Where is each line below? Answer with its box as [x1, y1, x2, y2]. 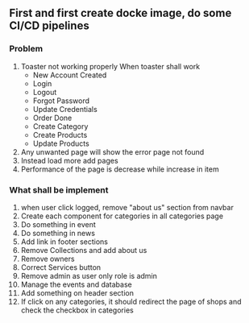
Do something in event [20, 219, 96, 229]
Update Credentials [32, 104, 98, 114]
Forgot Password [32, 96, 90, 106]
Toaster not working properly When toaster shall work [20, 61, 201, 71]
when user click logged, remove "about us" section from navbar [20, 202, 234, 212]
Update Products [32, 139, 89, 148]
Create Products [32, 130, 88, 139]
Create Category [32, 121, 89, 131]
